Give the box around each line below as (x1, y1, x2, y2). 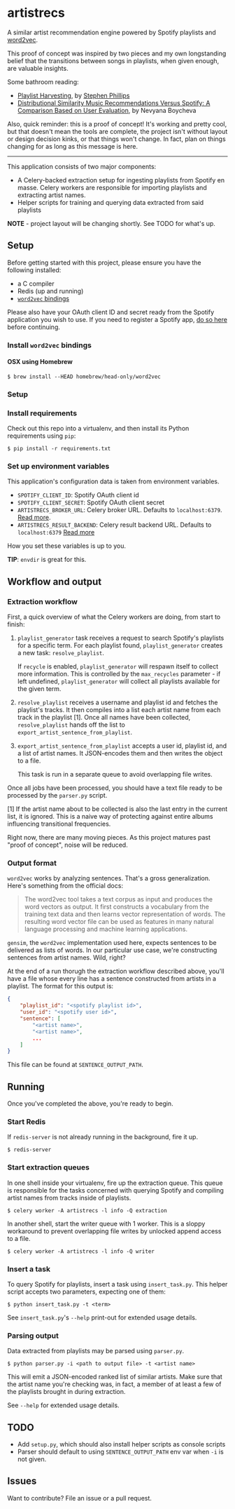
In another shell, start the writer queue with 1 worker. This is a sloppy (7, 1219, 206, 1228)
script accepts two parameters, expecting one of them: (7, 1287, 166, 1296)
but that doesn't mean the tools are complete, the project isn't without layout (7, 127, 228, 135)
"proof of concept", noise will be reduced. (7, 840, 128, 850)
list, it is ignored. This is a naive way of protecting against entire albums (7, 812, 213, 821)
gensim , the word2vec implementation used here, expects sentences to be (7, 939, 217, 947)
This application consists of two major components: (7, 162, 157, 170)
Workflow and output (7, 575, 102, 587)
